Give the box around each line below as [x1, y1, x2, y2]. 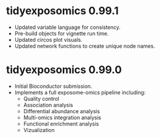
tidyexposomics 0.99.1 [6, 4, 119, 18]
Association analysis [23, 101, 74, 109]
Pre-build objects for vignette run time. [14, 29, 109, 37]
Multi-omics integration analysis [23, 114, 101, 121]
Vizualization [23, 126, 55, 133]
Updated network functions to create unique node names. [14, 42, 155, 50]
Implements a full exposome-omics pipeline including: [14, 88, 146, 96]
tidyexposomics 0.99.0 [6, 63, 122, 77]
